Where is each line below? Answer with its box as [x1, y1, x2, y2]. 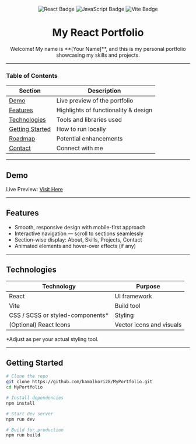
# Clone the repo [6, 373, 48, 380]
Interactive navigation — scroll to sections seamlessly [14, 230, 144, 237]
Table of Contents [6, 71, 58, 80]
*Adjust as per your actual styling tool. [6, 335, 99, 342]
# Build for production [6, 427, 64, 433]
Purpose [136, 282, 160, 290]
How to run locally [56, 125, 106, 133]
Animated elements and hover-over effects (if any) [14, 242, 136, 249]
